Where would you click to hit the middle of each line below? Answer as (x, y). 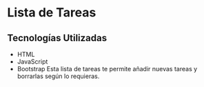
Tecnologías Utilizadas (57, 38)
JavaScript (32, 62)
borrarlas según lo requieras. (58, 76)
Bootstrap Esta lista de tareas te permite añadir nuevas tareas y (107, 69)
